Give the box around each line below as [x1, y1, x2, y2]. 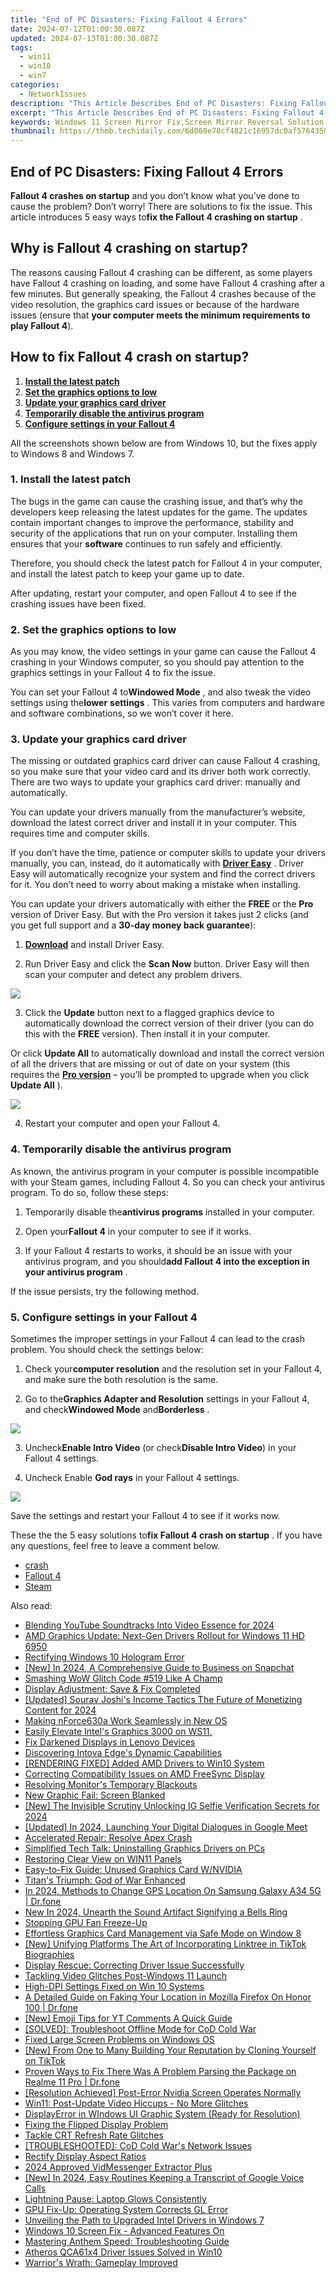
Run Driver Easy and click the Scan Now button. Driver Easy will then [24, 958, 310, 970]
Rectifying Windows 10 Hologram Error [24, 1651, 185, 1663]
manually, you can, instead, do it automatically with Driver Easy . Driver [10, 857, 305, 870]
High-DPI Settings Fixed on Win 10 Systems [24, 1981, 205, 1993]
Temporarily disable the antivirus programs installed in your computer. [24, 1206, 315, 1218]
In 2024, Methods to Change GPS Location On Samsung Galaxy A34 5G [24, 1885, 322, 1897]
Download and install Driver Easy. [24, 939, 165, 951]
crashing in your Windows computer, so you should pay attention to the [10, 656, 305, 668]
